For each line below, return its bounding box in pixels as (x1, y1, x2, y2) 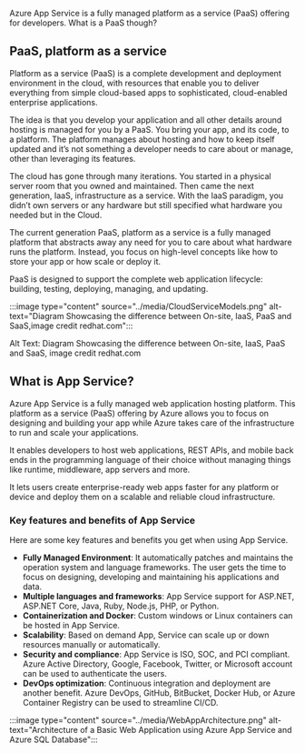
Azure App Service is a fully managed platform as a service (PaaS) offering (9, 8, 290, 18)
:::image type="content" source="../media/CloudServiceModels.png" (9, 300, 268, 312)
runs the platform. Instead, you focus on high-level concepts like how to (9, 246, 279, 257)
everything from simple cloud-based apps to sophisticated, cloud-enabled (9, 86, 288, 98)
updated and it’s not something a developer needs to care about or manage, (9, 143, 293, 154)
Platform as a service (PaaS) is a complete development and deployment (9, 67, 281, 78)
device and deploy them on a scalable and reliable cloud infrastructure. (9, 491, 276, 502)
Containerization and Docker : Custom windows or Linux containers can (22, 609, 293, 621)
